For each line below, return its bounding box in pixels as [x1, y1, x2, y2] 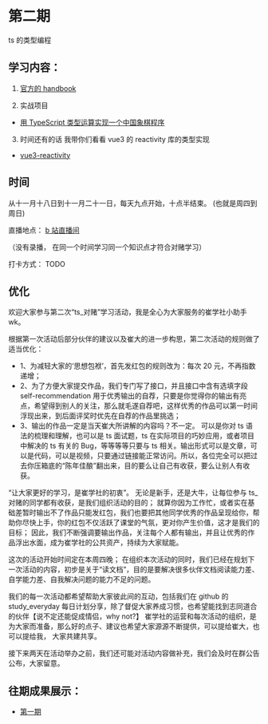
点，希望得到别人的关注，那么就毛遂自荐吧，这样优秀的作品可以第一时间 [19, 401, 258, 411]
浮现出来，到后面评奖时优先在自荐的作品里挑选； [19, 411, 181, 421]
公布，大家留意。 [8, 659, 65, 668]
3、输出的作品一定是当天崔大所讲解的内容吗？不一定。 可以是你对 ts [19, 421, 245, 431]
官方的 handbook [19, 83, 77, 93]
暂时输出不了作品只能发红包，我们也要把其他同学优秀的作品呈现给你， [22, 508, 253, 517]
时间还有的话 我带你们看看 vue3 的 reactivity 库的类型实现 [19, 134, 210, 144]
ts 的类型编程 [8, 35, 52, 45]
